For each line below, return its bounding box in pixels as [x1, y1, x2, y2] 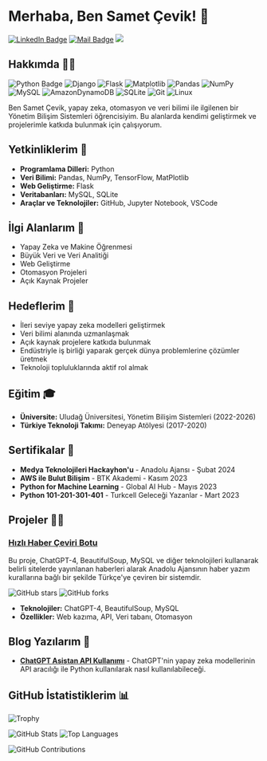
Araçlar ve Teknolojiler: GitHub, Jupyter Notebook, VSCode [19, 198, 218, 207]
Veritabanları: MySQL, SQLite [19, 189, 119, 199]
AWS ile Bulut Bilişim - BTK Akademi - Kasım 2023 [19, 473, 188, 483]
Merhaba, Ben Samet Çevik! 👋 [8, 7, 210, 26]
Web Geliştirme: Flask [19, 181, 94, 191]
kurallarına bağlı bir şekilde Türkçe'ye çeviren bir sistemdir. [8, 572, 202, 582]
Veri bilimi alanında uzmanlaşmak [19, 329, 130, 338]
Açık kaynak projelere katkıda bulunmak [19, 337, 151, 347]
